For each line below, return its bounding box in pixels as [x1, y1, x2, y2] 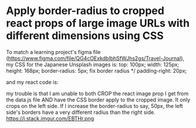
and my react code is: [6, 78, 59, 86]
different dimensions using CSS [6, 29, 164, 42]
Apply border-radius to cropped [6, 4, 164, 18]
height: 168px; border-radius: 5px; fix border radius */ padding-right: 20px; [6, 67, 187, 74]
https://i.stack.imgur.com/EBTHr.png [6, 114, 94, 122]
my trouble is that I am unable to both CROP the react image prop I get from [6, 90, 189, 97]
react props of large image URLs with [6, 16, 190, 30]
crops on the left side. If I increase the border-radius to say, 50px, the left [6, 102, 183, 109]
